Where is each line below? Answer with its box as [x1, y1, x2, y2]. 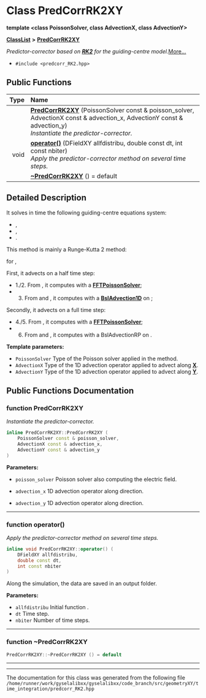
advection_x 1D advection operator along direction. [15, 487, 144, 495]
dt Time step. [15, 610, 50, 618]
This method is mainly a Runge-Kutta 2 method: [6, 246, 127, 253]
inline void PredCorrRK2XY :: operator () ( [6, 546, 114, 552]
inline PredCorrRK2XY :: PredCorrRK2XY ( [6, 430, 109, 436]
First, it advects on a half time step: [6, 269, 95, 276]
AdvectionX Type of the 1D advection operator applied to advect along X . [15, 361, 199, 368]
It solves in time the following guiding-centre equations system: [6, 209, 167, 216]
